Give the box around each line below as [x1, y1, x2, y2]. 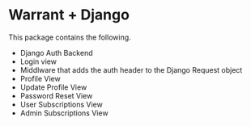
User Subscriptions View [19, 99, 103, 109]
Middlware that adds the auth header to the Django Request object [19, 65, 243, 74]
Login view [19, 57, 57, 66]
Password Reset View [19, 90, 93, 100]
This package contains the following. [8, 32, 131, 42]
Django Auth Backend [19, 48, 93, 57]
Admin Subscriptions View [19, 107, 108, 118]
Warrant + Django [8, 6, 130, 24]
